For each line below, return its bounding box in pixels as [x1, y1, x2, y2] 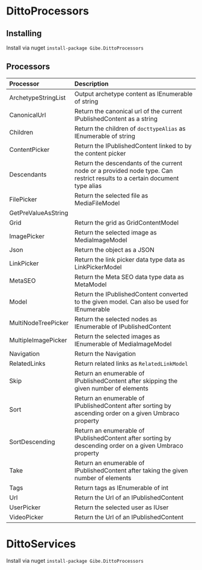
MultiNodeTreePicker [9, 318, 69, 327]
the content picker [74, 149, 126, 157]
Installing [6, 28, 42, 39]
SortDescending [9, 437, 55, 446]
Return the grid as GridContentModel [74, 218, 179, 227]
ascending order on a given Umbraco [74, 409, 180, 417]
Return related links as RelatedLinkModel [74, 359, 188, 368]
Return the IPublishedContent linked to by [74, 142, 192, 150]
